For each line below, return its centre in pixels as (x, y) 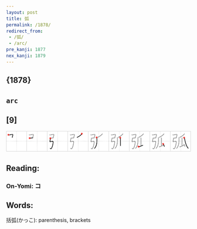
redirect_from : (25, 31)
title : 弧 (18, 18)
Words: (20, 206)
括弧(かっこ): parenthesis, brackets (48, 220)
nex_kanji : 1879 (26, 56)
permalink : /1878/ (28, 25)
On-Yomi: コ (23, 186)
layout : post (22, 12)
